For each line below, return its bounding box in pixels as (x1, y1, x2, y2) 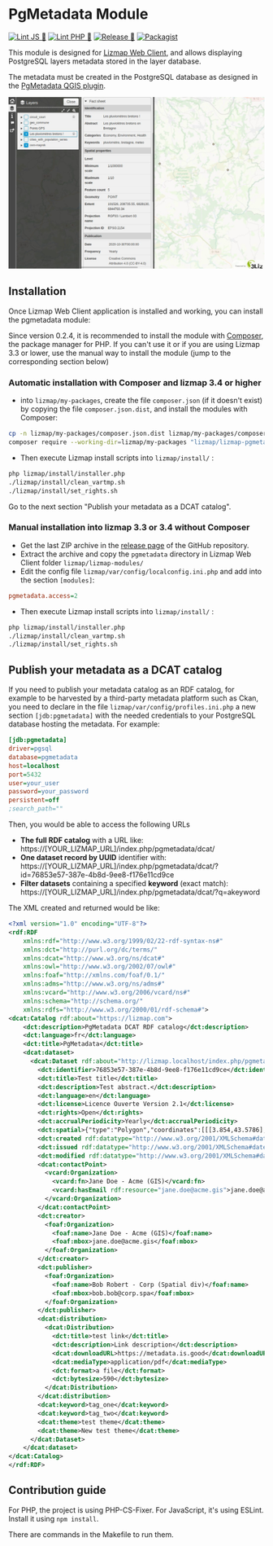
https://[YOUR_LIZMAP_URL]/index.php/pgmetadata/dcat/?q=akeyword (19, 887, 261, 897)
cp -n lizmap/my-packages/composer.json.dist (8, 429, 165, 438)
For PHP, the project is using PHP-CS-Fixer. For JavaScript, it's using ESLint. (8, 1504, 264, 1515)
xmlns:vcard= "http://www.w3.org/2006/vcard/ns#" (23, 989, 191, 997)
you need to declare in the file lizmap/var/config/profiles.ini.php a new (8, 702, 256, 712)
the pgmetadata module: (8, 314, 91, 324)
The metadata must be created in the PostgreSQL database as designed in (8, 72, 258, 81)
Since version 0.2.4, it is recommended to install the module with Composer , (8, 331, 264, 340)
